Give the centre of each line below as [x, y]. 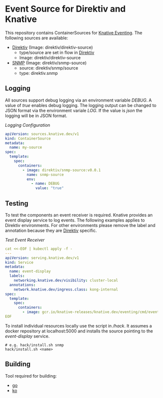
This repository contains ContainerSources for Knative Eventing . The [74, 33]
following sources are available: [37, 38]
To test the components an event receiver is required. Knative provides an [79, 215]
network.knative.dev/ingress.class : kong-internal [66, 289]
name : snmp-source [45, 174]
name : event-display [30, 271]
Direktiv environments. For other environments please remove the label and [80, 225]
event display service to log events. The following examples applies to [75, 220]
